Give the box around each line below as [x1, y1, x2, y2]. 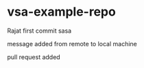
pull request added [7, 52, 60, 61]
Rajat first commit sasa [7, 27, 72, 35]
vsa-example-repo [7, 4, 117, 20]
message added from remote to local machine [7, 39, 137, 48]
